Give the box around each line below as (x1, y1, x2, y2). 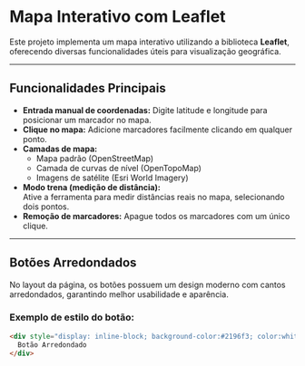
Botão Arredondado (17, 340, 88, 350)
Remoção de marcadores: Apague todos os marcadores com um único (22, 210, 290, 221)
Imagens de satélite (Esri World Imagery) (35, 172, 189, 183)
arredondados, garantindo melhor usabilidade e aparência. (9, 288, 229, 300)
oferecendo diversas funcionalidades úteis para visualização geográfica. (9, 45, 281, 56)
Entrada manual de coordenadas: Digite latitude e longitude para (22, 104, 268, 115)
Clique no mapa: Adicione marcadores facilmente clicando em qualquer (22, 124, 293, 135)
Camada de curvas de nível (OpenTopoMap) (35, 162, 202, 173)
